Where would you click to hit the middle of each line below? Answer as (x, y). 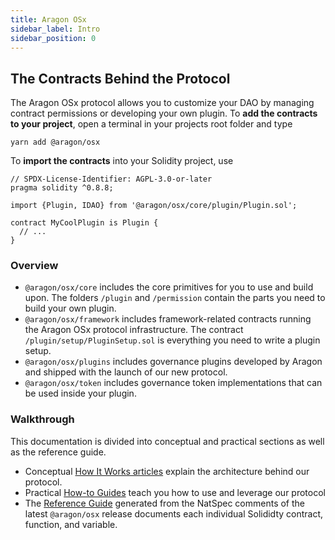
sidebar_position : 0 (53, 38)
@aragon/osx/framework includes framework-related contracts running (168, 319)
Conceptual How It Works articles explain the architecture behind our (167, 471)
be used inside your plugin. (80, 393)
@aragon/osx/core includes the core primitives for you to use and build (169, 287)
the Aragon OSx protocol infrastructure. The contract (134, 330)
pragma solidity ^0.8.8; (62, 188)
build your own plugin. (70, 308)
